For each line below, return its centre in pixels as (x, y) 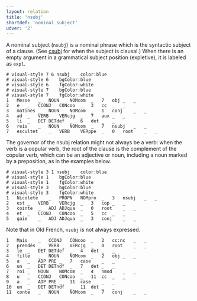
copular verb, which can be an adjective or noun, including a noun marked (97, 155)
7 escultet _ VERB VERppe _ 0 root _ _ (82, 132)
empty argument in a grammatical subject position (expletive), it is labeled (96, 57)
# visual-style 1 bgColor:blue (49, 177)
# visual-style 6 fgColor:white (50, 85)
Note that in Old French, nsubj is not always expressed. (73, 230)
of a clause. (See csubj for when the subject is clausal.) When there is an (95, 51)
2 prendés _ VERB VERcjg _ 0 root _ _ (76, 246)
